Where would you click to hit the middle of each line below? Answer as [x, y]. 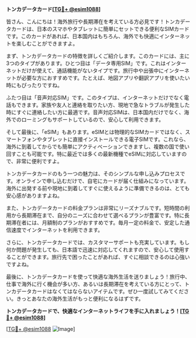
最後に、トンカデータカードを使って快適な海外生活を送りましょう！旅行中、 [98, 277]
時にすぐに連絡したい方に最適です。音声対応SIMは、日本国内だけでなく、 [95, 112]
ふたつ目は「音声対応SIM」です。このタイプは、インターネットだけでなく [95, 98]
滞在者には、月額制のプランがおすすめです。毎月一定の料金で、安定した [98, 223]
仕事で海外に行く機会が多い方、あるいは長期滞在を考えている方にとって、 [95, 284]
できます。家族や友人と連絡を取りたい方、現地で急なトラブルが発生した [103, 105]
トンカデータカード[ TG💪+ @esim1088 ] [54, 9]
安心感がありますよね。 [34, 196]
